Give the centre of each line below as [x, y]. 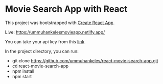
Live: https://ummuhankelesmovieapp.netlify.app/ [55, 32]
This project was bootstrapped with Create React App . [60, 23]
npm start [22, 76]
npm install [23, 71]
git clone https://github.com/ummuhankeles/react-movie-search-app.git [85, 60]
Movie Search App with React [66, 9]
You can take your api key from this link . [45, 42]
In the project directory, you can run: [42, 51]
